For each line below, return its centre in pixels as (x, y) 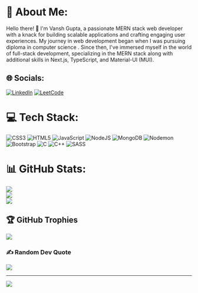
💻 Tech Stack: (42, 117)
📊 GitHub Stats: (46, 169)
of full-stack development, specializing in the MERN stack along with (90, 53)
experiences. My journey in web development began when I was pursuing (96, 41)
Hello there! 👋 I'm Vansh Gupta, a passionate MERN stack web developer (95, 28)
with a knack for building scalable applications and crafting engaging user (96, 34)
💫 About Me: (37, 12)
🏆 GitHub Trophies (42, 220)
